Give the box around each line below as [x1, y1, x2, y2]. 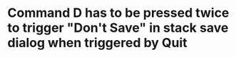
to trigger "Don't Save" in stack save [7, 20, 229, 36]
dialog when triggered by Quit [7, 35, 188, 51]
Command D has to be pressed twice [7, 5, 230, 21]
